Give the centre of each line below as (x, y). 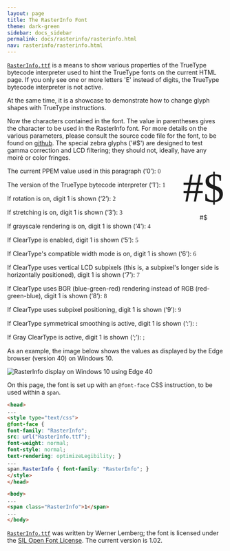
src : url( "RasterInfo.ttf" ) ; (49, 437)
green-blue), (25, 296)
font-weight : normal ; (38, 444)
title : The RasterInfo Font (48, 20)
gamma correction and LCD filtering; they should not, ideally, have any (107, 150)
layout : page (26, 13)
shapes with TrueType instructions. (57, 108)
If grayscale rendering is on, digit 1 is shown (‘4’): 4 (79, 226)
